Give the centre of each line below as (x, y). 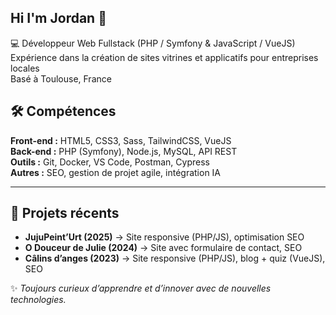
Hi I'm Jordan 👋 (58, 18)
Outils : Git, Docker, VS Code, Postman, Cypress (110, 162)
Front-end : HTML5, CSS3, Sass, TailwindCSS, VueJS (121, 140)
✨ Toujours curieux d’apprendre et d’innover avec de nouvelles (141, 288)
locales (25, 68)
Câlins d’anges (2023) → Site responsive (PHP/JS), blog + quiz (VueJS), (175, 258)
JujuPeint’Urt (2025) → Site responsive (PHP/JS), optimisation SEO (164, 237)
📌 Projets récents (65, 213)
